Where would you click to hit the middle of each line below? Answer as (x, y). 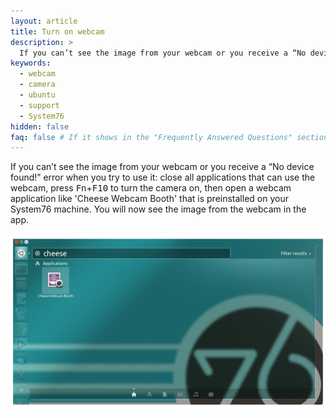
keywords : (31, 63)
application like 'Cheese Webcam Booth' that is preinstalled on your (149, 199)
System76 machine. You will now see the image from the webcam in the (158, 209)
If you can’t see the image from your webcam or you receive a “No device (162, 167)
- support (39, 105)
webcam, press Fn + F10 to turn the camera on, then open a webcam (151, 188)
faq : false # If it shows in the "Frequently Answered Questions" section (169, 137)
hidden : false (40, 126)
